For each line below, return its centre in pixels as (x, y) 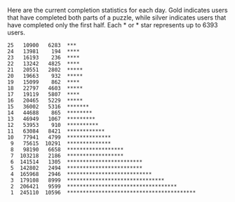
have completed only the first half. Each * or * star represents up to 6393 (113, 25)
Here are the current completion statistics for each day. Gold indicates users (117, 10)
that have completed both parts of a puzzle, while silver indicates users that (117, 18)
